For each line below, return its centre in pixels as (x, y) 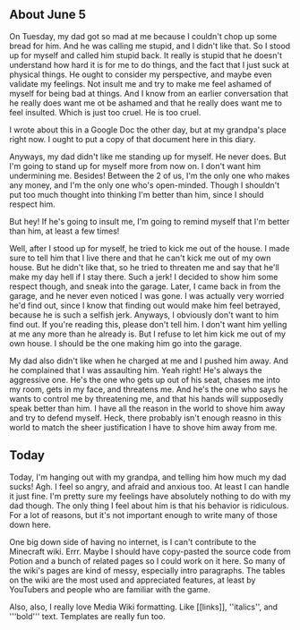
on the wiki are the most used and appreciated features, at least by (133, 580)
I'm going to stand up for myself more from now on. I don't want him (135, 166)
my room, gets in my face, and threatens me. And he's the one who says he (149, 389)
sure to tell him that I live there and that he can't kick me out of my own (140, 258)
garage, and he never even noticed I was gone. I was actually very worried (147, 295)
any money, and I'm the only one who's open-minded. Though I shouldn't (145, 185)
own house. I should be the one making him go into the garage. (126, 343)
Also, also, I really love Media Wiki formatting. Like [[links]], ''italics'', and (144, 607)
